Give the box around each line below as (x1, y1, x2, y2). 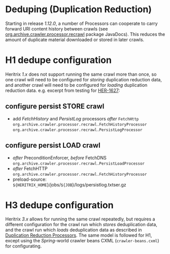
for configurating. (5, 243, 42, 249)
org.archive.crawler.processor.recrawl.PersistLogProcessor (12, 127, 143, 133)
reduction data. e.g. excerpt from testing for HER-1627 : (5, 87, 120, 93)
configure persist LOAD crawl (5, 141, 100, 150)
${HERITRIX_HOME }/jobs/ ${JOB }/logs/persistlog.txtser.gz (12, 181, 127, 187)
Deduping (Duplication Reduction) (5, 4, 152, 15)
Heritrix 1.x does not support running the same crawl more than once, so (5, 71, 157, 77)
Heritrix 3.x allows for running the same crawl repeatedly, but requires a (5, 216, 155, 222)
